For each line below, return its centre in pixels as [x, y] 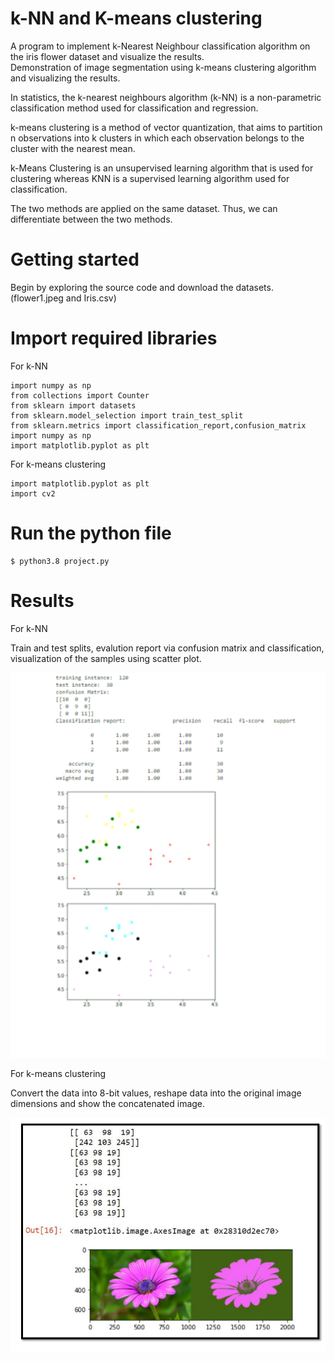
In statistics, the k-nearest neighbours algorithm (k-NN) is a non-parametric [166, 97]
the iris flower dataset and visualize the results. [107, 56]
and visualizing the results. [65, 78]
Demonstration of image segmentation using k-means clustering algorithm [163, 67]
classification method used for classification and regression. [134, 108]
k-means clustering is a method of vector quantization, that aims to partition [166, 127]
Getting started [75, 259]
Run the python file [91, 533]
